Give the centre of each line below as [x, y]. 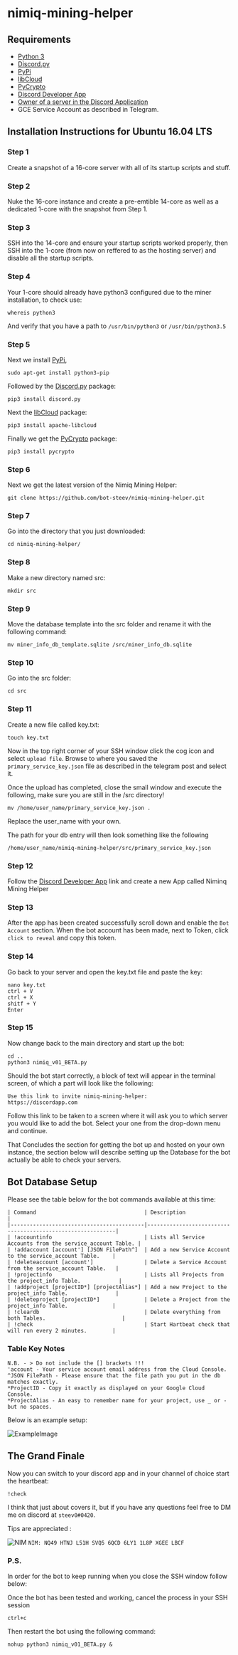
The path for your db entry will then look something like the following [108, 835]
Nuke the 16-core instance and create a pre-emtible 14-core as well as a [113, 201]
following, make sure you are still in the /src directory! [86, 794]
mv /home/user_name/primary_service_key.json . [79, 808]
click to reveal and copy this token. [62, 938]
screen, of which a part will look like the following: [81, 1083]
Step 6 [19, 469]
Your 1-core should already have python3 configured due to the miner [109, 292]
